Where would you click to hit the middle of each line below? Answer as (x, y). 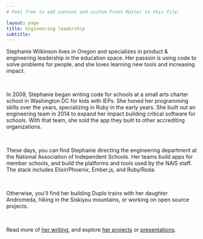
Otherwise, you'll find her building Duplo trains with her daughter (87, 193)
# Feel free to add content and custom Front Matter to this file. (93, 12)
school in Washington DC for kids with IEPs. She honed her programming (98, 101)
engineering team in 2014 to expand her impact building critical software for (101, 114)
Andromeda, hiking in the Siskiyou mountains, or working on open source (98, 200)
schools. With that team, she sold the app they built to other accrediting (95, 120)
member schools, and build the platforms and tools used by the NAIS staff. (99, 163)
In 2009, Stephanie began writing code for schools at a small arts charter (98, 94)
